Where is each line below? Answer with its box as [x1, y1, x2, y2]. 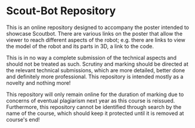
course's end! [6, 116, 40, 123]
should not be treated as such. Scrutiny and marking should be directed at [6, 60, 189, 68]
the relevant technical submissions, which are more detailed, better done [6, 66, 185, 73]
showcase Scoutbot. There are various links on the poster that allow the [6, 30, 183, 37]
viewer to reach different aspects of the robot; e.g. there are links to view [6, 36, 186, 43]
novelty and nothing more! [6, 79, 71, 87]
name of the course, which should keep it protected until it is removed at [6, 110, 184, 117]
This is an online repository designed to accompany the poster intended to [6, 24, 190, 31]
